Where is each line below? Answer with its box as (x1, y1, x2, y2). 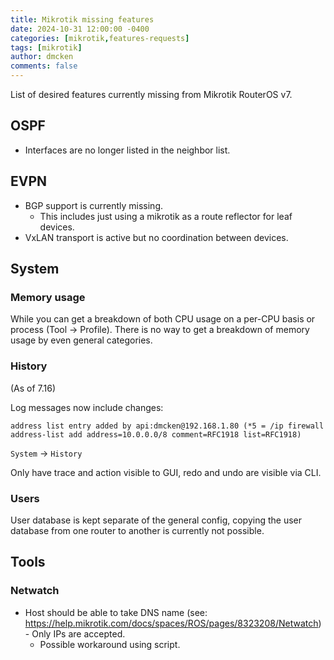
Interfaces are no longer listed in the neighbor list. (24, 144, 231, 156)
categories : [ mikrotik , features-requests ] (10, 33, 190, 43)
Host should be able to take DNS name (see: (24, 606, 208, 618)
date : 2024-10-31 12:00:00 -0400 (10, 24, 150, 34)
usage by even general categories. (10, 334, 153, 346)
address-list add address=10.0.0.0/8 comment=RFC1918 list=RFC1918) (10, 429, 302, 440)
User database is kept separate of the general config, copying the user (10, 514, 303, 526)
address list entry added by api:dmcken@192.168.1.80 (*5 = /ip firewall (10, 421, 325, 431)
